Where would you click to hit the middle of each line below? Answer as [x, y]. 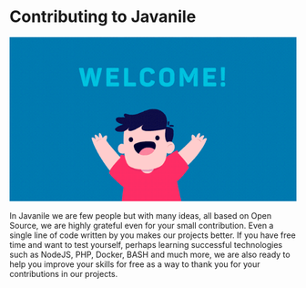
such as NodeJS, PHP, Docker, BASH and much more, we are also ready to [150, 255]
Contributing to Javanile [103, 17]
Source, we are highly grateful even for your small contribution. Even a [142, 226]
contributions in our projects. [64, 274]
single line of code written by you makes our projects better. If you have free [153, 235]
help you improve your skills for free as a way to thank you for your [135, 264]
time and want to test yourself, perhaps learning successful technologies [146, 245]
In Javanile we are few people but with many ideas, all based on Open [141, 216]
